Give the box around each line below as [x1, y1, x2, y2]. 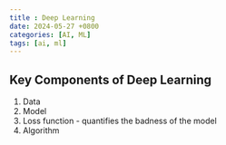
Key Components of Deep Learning [9, 72, 211, 87]
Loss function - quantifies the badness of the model [22, 115, 218, 127]
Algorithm [22, 125, 60, 136]
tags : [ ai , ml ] [9, 38, 67, 48]
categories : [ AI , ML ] [9, 30, 92, 39]
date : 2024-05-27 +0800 [9, 22, 100, 31]
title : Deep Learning [9, 13, 95, 23]
